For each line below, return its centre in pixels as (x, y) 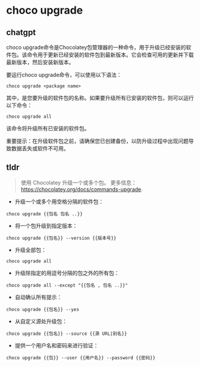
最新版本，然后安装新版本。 (40, 62)
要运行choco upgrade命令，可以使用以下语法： (64, 75)
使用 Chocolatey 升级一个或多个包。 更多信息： (79, 183)
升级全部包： (30, 250)
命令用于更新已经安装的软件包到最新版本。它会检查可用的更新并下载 (110, 55)
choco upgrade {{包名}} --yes (43, 309)
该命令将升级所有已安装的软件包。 (48, 128)
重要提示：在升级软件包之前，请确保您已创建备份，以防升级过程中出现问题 (97, 141)
